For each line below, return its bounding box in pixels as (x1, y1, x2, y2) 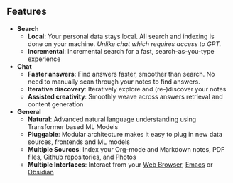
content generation (27, 99, 84, 109)
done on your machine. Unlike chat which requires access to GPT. (27, 39, 222, 48)
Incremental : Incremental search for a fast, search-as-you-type (27, 47, 215, 55)
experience (27, 55, 61, 63)
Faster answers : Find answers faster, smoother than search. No (27, 70, 215, 78)
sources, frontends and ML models (27, 138, 131, 146)
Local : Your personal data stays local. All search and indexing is (27, 32, 215, 40)
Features (6, 6, 47, 18)
